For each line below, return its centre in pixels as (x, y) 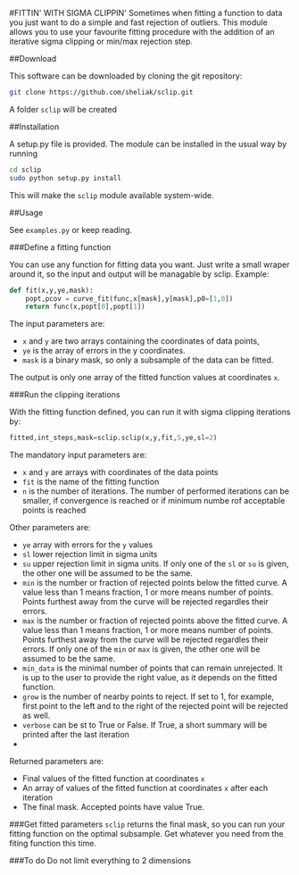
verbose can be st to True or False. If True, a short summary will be (145, 725)
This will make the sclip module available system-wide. (112, 195)
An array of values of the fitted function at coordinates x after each (145, 788)
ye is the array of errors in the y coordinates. (104, 351)
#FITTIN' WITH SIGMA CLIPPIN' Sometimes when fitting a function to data (146, 13)
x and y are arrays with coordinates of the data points (120, 472)
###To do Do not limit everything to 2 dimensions (100, 861)
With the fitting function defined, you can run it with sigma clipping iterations (150, 412)
